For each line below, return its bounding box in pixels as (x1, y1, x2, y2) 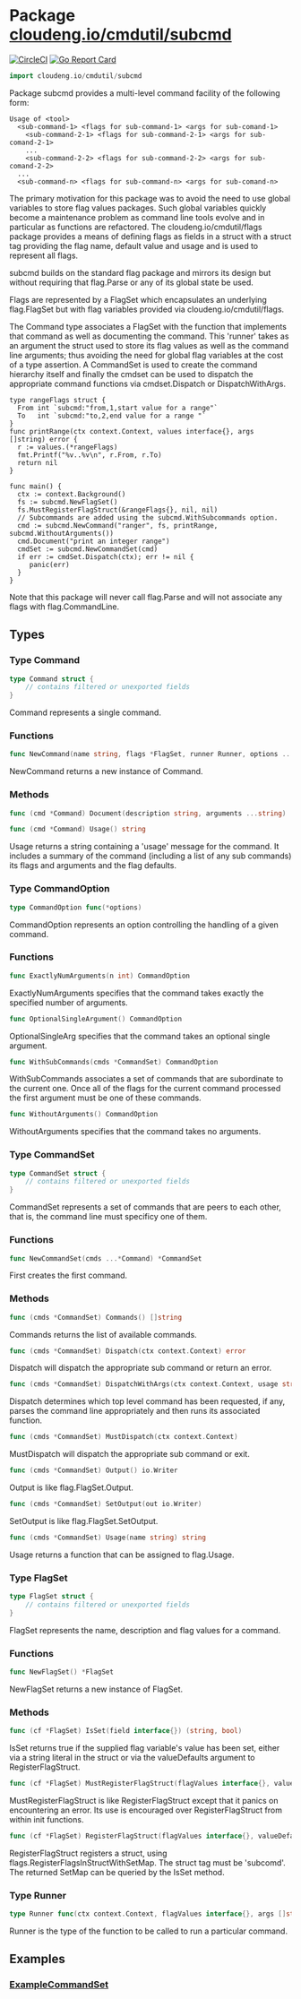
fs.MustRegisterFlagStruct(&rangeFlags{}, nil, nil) (17, 505, 219, 514)
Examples (9, 1952, 65, 1967)
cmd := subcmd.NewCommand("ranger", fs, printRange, (17, 521, 219, 530)
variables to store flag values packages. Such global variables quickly (9, 202, 267, 213)
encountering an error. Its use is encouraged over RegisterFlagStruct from (9, 1805, 282, 1815)
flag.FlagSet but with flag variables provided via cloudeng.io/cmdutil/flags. (9, 304, 285, 314)
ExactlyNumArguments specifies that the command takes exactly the (9, 987, 264, 998)
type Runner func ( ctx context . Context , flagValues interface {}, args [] (9, 1909, 287, 1918)
